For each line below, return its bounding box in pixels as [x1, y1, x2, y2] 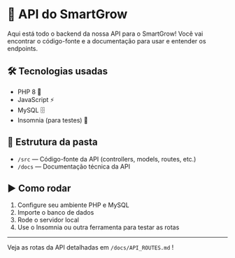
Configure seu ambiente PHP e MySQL [17, 201, 129, 209]
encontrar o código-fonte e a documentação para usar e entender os [7, 36, 206, 45]
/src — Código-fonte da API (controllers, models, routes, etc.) [17, 155, 197, 163]
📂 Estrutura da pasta [7, 136, 98, 148]
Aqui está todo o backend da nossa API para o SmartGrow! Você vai [7, 29, 204, 38]
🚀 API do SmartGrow [7, 6, 128, 22]
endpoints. [7, 44, 38, 52]
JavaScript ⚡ [17, 95, 55, 103]
